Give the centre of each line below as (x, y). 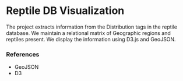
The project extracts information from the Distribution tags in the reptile (92, 27)
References (23, 54)
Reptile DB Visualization (65, 11)
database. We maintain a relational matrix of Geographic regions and (88, 33)
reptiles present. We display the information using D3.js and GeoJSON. (91, 39)
